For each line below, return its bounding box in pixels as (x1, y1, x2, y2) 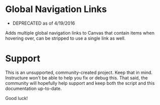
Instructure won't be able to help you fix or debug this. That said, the (5, 74, 148, 81)
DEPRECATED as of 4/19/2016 (12, 20, 75, 26)
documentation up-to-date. (5, 85, 62, 91)
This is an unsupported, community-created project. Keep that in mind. (5, 69, 153, 75)
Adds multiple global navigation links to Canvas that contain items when (5, 30, 155, 36)
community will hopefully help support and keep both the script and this (5, 80, 155, 86)
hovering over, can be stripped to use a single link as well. (5, 35, 126, 41)
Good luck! (5, 95, 28, 101)
